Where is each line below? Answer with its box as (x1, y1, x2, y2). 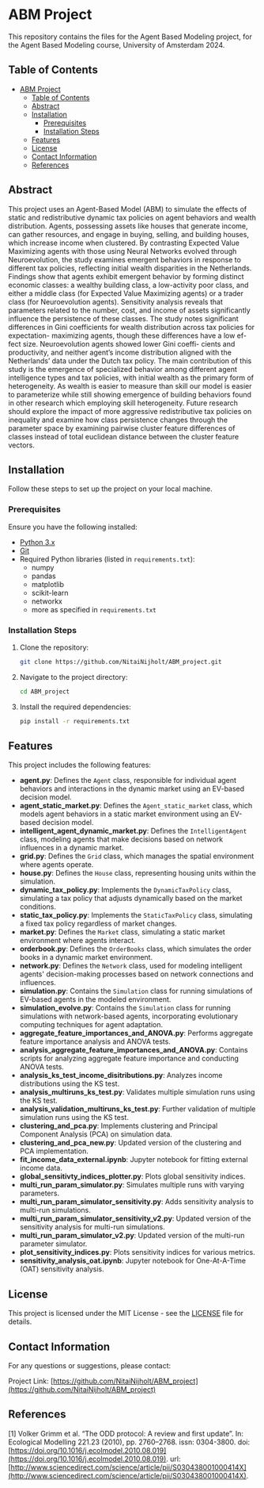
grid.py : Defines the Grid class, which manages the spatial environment (19, 851, 255, 861)
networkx (31, 596, 63, 606)
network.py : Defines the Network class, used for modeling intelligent (19, 961, 243, 971)
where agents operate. (19, 860, 94, 869)
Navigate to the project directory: (19, 672, 128, 681)
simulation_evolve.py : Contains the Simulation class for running (19, 1003, 232, 1013)
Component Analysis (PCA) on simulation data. (19, 1129, 172, 1139)
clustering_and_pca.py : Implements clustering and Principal (19, 1121, 218, 1131)
